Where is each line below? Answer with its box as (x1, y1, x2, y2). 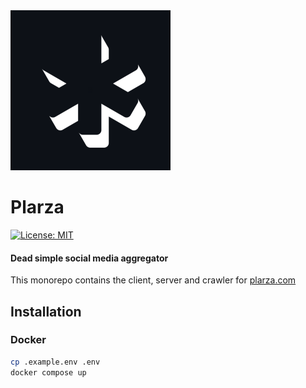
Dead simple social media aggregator (10, 252, 169, 264)
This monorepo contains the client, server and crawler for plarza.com (10, 274, 297, 286)
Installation (10, 303, 82, 320)
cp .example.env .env (10, 357, 101, 367)
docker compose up (10, 367, 87, 378)
